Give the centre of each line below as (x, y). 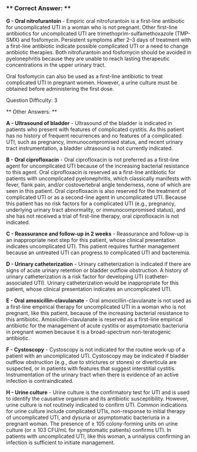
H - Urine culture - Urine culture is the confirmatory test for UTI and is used (98, 392)
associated (19, 283)
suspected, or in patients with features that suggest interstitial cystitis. (91, 369)
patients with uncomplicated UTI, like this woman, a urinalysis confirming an (98, 436)
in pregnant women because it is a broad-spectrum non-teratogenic (89, 332)
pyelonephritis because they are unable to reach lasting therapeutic (88, 59)
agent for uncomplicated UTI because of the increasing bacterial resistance (98, 166)
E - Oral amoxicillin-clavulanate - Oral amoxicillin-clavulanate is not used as (99, 301)
